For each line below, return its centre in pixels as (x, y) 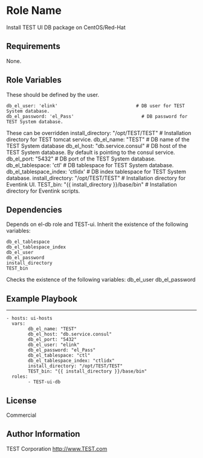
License (21, 400)
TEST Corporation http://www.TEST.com (57, 448)
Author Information (43, 434)
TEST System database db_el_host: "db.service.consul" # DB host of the (97, 145)
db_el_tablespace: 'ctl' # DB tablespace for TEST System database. (90, 165)
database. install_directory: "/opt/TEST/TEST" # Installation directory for (96, 178)
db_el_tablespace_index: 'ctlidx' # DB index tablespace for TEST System (96, 171)
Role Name (34, 11)
